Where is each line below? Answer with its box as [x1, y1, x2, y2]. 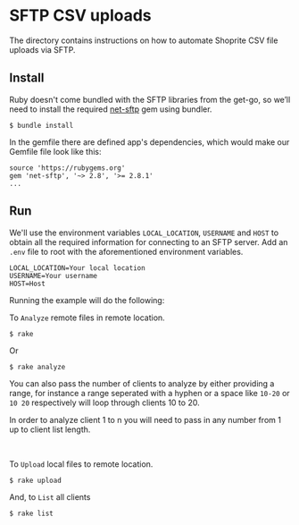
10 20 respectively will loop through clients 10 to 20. [9, 397, 200, 408]
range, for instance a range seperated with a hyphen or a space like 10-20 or [9, 387, 290, 398]
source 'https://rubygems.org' [9, 163, 126, 173]
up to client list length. [9, 424, 91, 435]
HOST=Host [9, 279, 46, 288]
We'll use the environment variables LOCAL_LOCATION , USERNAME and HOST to [9, 227, 279, 238]
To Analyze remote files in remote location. [9, 312, 165, 323]
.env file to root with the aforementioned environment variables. [9, 246, 244, 257]
